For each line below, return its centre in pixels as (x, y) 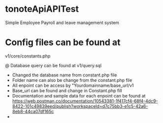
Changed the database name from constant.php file (64, 75)
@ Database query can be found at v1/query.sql (53, 65)
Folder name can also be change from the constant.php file (72, 80)
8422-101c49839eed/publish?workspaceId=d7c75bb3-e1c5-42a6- (80, 106)
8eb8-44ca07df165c (33, 111)
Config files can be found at (63, 42)
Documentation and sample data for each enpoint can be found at (79, 96)
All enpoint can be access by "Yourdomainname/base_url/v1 (73, 85)
